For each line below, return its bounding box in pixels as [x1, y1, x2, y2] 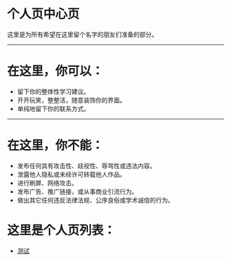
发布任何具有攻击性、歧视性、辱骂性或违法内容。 [16, 161, 156, 170]
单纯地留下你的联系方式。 [16, 104, 90, 113]
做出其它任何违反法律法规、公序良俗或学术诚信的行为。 [16, 196, 174, 204]
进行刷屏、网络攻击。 [16, 179, 78, 187]
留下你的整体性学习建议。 [16, 87, 90, 95]
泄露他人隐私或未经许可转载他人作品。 [16, 170, 126, 179]
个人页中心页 [7, 6, 80, 22]
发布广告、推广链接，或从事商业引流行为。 [16, 187, 138, 196]
